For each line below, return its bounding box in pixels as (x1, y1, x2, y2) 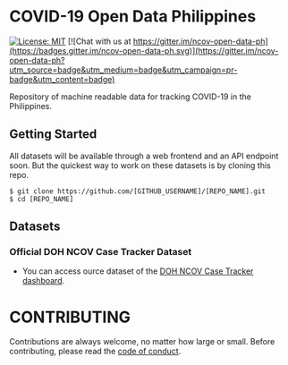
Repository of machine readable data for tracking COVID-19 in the (9, 91, 252, 102)
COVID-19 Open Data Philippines (9, 6, 257, 27)
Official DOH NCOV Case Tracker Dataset (9, 246, 192, 259)
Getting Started (9, 127, 97, 142)
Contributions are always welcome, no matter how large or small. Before (9, 336, 275, 347)
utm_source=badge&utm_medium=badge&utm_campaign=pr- (9, 64, 238, 75)
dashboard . (21, 276, 65, 286)
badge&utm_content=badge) (9, 73, 115, 84)
